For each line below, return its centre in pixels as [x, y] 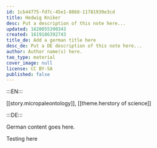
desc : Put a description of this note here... [66, 23]
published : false [28, 74]
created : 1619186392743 [36, 35]
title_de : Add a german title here [51, 40]
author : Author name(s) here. [45, 52]
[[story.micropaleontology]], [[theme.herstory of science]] [79, 104]
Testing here [22, 139]
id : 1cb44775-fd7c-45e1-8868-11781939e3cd [61, 12]
